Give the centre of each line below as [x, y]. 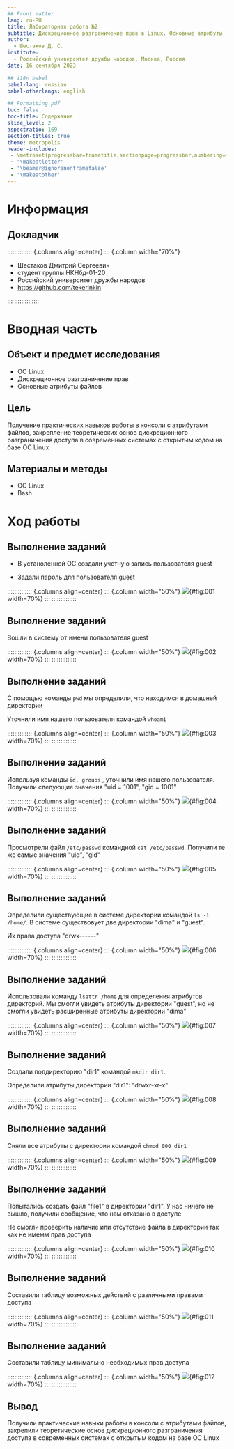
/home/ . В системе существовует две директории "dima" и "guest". [106, 922]
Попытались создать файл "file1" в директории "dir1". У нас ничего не [110, 1206]
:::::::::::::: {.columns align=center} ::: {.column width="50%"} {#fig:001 [111, 591]
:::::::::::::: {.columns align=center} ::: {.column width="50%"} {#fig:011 [110, 1317]
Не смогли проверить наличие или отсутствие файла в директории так [113, 1227]
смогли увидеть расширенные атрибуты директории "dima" [97, 1012]
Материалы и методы [57, 468]
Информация [48, 209]
